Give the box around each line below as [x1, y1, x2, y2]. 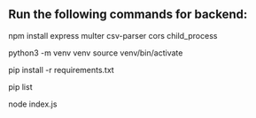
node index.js [8, 99, 58, 109]
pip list [8, 81, 33, 92]
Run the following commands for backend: [8, 7, 248, 22]
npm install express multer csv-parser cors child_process [8, 30, 218, 41]
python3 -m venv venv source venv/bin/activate [8, 48, 183, 58]
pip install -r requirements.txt [8, 64, 114, 75]
